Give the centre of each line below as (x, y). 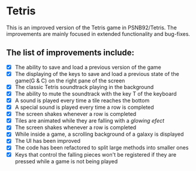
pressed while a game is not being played (66, 161)
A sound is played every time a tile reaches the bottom (82, 100)
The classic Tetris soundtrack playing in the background (84, 87)
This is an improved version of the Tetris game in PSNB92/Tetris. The (91, 28)
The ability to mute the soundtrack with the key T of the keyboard (96, 93)
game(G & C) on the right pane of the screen (70, 80)
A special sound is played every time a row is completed (84, 107)
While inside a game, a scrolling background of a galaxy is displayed (99, 134)
